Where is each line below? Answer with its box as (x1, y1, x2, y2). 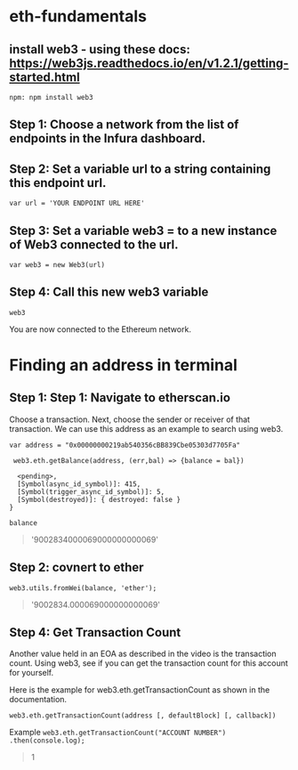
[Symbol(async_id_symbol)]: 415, (17, 479, 141, 489)
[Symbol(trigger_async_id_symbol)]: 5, (17, 487, 165, 496)
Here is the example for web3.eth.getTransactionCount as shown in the (9, 685, 270, 695)
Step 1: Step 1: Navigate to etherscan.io (9, 390, 231, 406)
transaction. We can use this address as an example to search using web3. (9, 423, 284, 434)
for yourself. (9, 668, 54, 678)
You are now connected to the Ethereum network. (9, 323, 191, 335)
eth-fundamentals (9, 6, 148, 27)
